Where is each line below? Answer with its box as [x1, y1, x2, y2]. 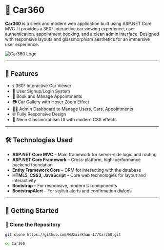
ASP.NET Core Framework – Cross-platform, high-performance [12, 157, 141, 162]
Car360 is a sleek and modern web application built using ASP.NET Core [5, 21, 152, 26]
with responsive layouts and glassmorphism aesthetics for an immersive [5, 36, 150, 42]
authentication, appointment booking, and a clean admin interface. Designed [5, 31, 159, 37]
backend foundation [12, 161, 53, 168]
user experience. [5, 41, 39, 47]
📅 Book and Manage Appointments [12, 93, 82, 99]
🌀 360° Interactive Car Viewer [12, 83, 72, 89]
